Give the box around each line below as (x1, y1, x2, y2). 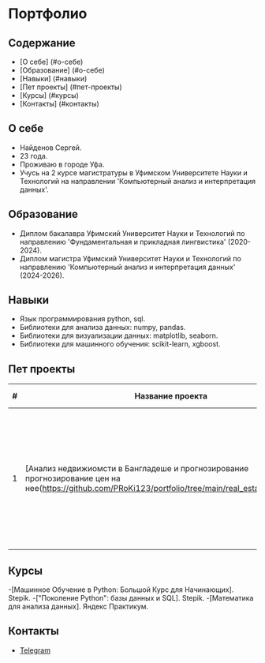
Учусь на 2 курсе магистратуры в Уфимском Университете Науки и (19, 167, 248, 178)
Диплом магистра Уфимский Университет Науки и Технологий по (19, 253, 242, 263)
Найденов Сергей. (19, 143, 82, 152)
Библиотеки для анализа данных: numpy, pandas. (19, 323, 186, 332)
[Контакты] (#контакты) (19, 99, 100, 108)
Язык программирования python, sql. (19, 314, 146, 324)
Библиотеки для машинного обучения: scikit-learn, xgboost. (19, 339, 221, 349)
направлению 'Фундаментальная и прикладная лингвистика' (19, 237, 226, 246)
